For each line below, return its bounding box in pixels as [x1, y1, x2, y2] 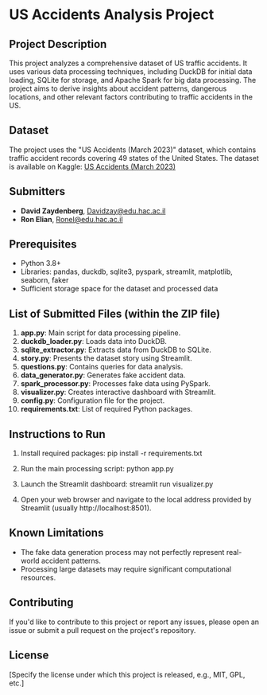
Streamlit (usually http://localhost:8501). [20, 503, 152, 513]
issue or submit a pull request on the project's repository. [9, 625, 196, 634]
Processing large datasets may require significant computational [20, 564, 232, 574]
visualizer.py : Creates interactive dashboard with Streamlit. [20, 388, 216, 397]
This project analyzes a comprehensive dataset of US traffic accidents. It [9, 58, 248, 68]
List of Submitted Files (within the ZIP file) [9, 307, 221, 320]
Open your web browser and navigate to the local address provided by [20, 495, 252, 505]
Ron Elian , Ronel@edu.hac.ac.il [20, 214, 123, 224]
